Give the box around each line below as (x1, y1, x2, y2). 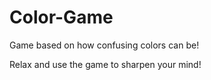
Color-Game (9, 6, 114, 29)
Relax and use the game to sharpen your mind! (9, 58, 202, 70)
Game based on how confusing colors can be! (9, 39, 200, 51)
